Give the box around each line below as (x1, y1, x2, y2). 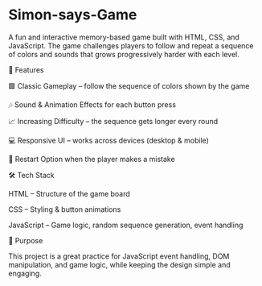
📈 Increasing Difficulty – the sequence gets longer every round (8, 116, 219, 126)
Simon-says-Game (8, 6, 137, 24)
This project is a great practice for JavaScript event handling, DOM (8, 251, 230, 261)
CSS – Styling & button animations (8, 204, 121, 214)
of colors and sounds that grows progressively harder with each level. (8, 49, 239, 59)
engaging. (8, 268, 42, 278)
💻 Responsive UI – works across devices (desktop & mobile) (8, 135, 209, 145)
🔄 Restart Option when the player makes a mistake (8, 154, 175, 164)
